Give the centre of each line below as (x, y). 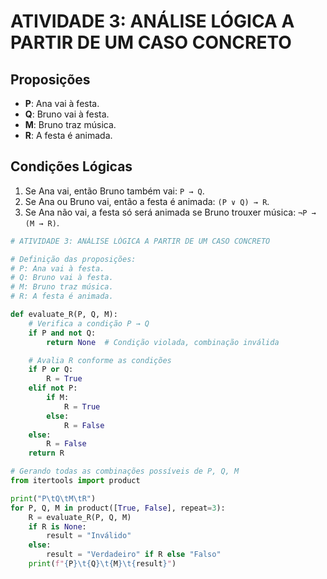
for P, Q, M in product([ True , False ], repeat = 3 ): (118, 508)
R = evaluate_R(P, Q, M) (80, 517)
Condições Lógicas (71, 166)
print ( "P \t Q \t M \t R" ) (53, 498)
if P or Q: (51, 370)
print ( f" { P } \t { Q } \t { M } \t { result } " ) (102, 564)
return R (46, 453)
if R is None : (57, 526)
